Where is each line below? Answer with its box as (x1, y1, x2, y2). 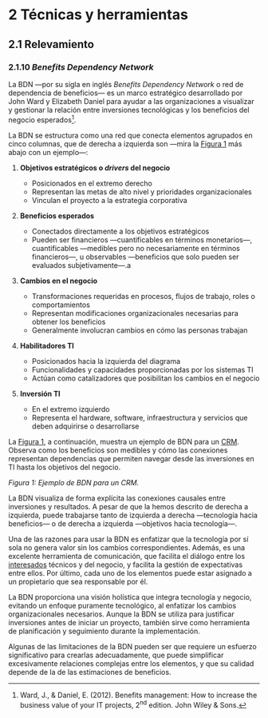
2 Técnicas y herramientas (8, 6, 189, 24)
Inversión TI (19, 389, 61, 398)
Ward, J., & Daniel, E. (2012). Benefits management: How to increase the (19, 690, 258, 700)
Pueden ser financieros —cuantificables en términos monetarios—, (31, 234, 253, 245)
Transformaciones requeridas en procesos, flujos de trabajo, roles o (31, 291, 255, 301)
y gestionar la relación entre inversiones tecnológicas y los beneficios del (8, 105, 250, 114)
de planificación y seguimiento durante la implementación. (8, 626, 201, 636)
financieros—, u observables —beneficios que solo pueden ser (31, 252, 239, 261)
